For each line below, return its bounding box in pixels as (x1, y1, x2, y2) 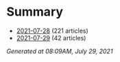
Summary (6, 4, 63, 20)
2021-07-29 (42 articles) (16, 33, 86, 42)
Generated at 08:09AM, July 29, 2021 (6, 47, 113, 55)
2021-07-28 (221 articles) (16, 27, 88, 35)
